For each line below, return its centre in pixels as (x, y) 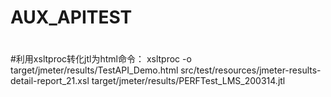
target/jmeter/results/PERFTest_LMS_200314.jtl (188, 81)
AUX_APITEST (71, 17)
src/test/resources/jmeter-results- (251, 70)
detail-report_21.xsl (50, 81)
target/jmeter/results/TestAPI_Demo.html (94, 70)
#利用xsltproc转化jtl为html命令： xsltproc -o (101, 59)
